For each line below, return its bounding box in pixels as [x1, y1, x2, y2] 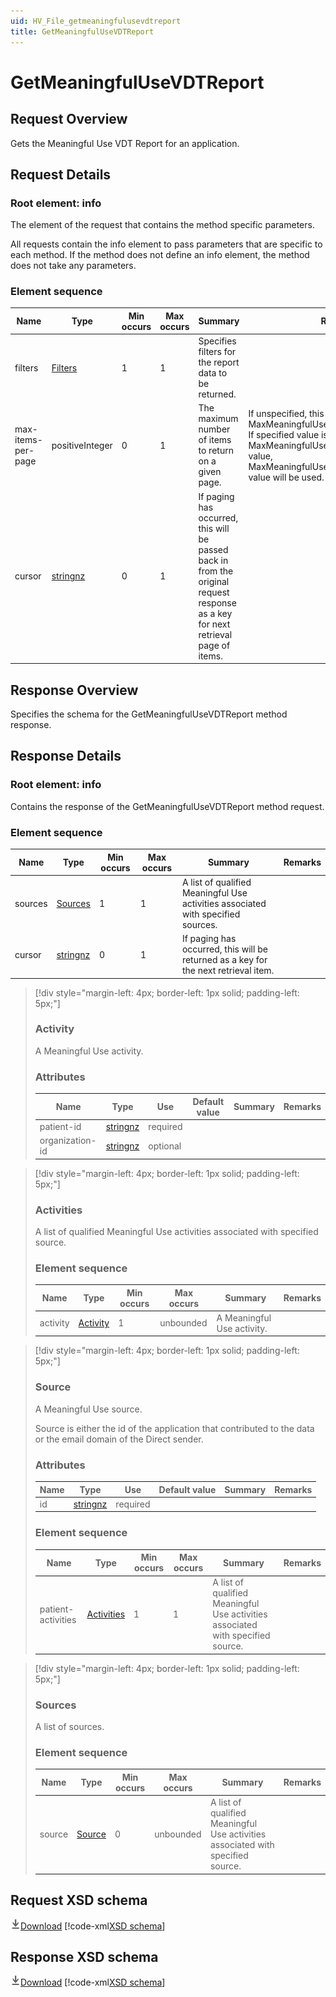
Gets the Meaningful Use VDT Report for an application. [10, 137, 240, 149]
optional [148, 1140, 182, 1152]
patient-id [39, 1120, 82, 1132]
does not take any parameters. [10, 260, 137, 272]
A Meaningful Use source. [34, 1403, 143, 1415]
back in [198, 554, 229, 566]
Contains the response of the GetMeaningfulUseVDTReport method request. [10, 800, 325, 812]
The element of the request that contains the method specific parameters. [10, 219, 315, 231]
